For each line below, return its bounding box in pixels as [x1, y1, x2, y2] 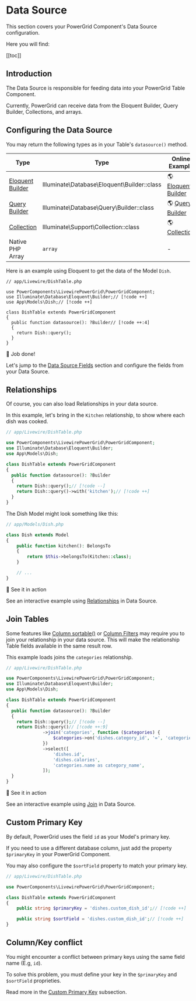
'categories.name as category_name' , [52, 762, 145, 768]
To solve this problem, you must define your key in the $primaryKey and [6, 971, 177, 978]
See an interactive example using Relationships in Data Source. [6, 597, 157, 604]
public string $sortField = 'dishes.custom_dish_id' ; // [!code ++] [16, 916, 184, 922]
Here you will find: [6, 40, 50, 47]
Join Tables [6, 614, 49, 624]
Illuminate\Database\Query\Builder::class [42, 203, 155, 212]
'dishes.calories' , [52, 757, 100, 762]
